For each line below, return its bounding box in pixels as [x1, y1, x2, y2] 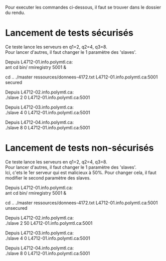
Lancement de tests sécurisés [5, 27, 134, 39]
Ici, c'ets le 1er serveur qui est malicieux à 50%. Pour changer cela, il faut [5, 169, 156, 176]
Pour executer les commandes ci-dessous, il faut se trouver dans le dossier [5, 5, 161, 10]
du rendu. [5, 10, 26, 16]
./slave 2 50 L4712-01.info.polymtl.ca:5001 [5, 220, 93, 226]
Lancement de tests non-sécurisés [5, 142, 154, 154]
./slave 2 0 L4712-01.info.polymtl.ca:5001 [5, 94, 90, 100]
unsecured [5, 205, 28, 211]
